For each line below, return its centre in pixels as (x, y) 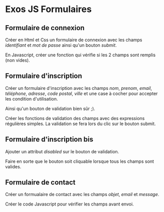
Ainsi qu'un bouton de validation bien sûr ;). (50, 109)
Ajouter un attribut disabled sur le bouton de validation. (62, 151)
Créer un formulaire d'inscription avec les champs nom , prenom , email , (78, 88)
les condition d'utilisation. (32, 98)
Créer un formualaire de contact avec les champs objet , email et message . (82, 194)
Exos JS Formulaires (48, 9)
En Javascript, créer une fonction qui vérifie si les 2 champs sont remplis (80, 55)
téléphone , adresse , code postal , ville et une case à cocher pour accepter (81, 93)
